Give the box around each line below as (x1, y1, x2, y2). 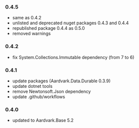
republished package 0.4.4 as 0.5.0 (12, 25, 85, 31)
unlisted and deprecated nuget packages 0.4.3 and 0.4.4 (12, 20, 129, 26)
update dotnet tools (12, 83, 53, 89)
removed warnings (12, 31, 51, 37)
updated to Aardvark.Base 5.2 (12, 118, 74, 124)
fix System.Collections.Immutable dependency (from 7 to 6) (12, 54, 135, 60)
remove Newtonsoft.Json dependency (12, 88, 91, 94)
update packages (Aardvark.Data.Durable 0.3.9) (12, 78, 111, 84)
